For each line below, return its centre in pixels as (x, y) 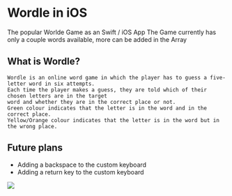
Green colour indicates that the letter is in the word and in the (107, 108)
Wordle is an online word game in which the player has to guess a (107, 77)
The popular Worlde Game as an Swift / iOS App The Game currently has (112, 32)
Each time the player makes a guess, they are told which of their (107, 90)
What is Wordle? (44, 62)
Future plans (35, 148)
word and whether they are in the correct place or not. (92, 102)
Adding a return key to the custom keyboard (80, 172)
